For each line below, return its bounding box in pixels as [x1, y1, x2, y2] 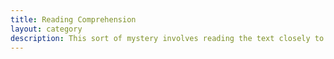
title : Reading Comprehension [10, 14, 137, 25]
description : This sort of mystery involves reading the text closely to [10, 33, 325, 43]
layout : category [10, 24, 83, 34]
